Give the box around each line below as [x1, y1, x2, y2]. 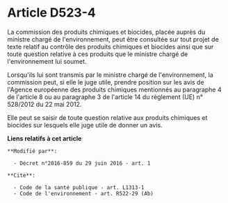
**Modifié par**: [7, 148, 58, 155]
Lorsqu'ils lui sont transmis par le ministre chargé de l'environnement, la [7, 71, 213, 79]
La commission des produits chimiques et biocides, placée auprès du [7, 28, 206, 36]
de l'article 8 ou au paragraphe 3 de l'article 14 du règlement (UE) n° [7, 92, 204, 101]
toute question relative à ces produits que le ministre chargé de [7, 50, 188, 58]
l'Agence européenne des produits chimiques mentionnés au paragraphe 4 [7, 85, 222, 94]
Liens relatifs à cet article [7, 134, 82, 143]
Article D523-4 [7, 5, 96, 21]
